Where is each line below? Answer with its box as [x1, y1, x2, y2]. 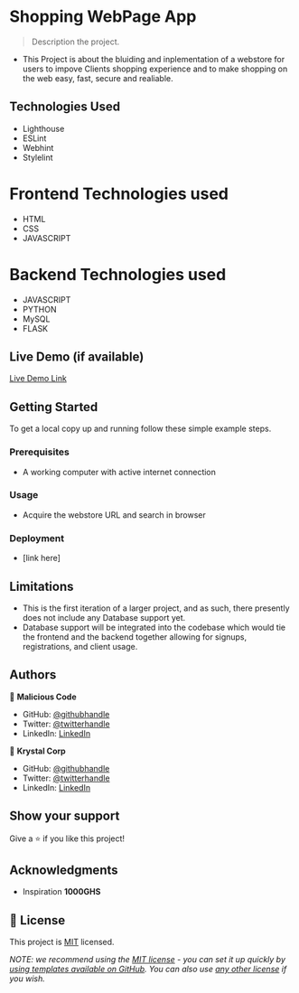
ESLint [22, 133, 47, 144]
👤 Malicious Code [9, 691, 77, 702]
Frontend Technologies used [9, 183, 229, 204]
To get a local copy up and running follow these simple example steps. [9, 423, 272, 435]
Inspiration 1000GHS [22, 886, 101, 897]
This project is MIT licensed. [9, 937, 115, 948]
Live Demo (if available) [9, 350, 145, 365]
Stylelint [22, 152, 53, 163]
